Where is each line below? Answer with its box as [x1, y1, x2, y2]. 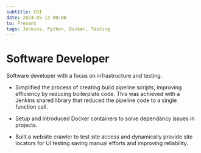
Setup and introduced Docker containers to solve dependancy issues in [15, 115, 195, 122]
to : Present [6, 20, 37, 26]
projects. [15, 121, 38, 129]
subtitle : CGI [6, 8, 43, 15]
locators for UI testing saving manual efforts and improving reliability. [15, 140, 189, 147]
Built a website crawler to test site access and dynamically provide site [15, 133, 193, 140]
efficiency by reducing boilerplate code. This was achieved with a [15, 90, 180, 98]
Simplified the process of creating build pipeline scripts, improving [15, 84, 182, 91]
